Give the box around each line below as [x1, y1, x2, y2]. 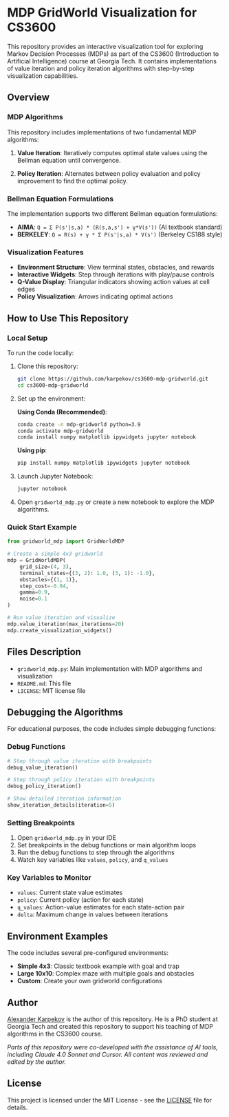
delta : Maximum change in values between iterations [17, 910, 168, 918]
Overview [7, 92, 50, 103]
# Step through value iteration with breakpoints [7, 757, 153, 765]
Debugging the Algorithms [7, 706, 124, 718]
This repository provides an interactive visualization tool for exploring [7, 42, 204, 50]
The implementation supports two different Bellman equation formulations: [7, 209, 218, 218]
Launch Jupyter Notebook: [17, 472, 94, 481]
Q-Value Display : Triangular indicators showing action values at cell [17, 278, 210, 286]
